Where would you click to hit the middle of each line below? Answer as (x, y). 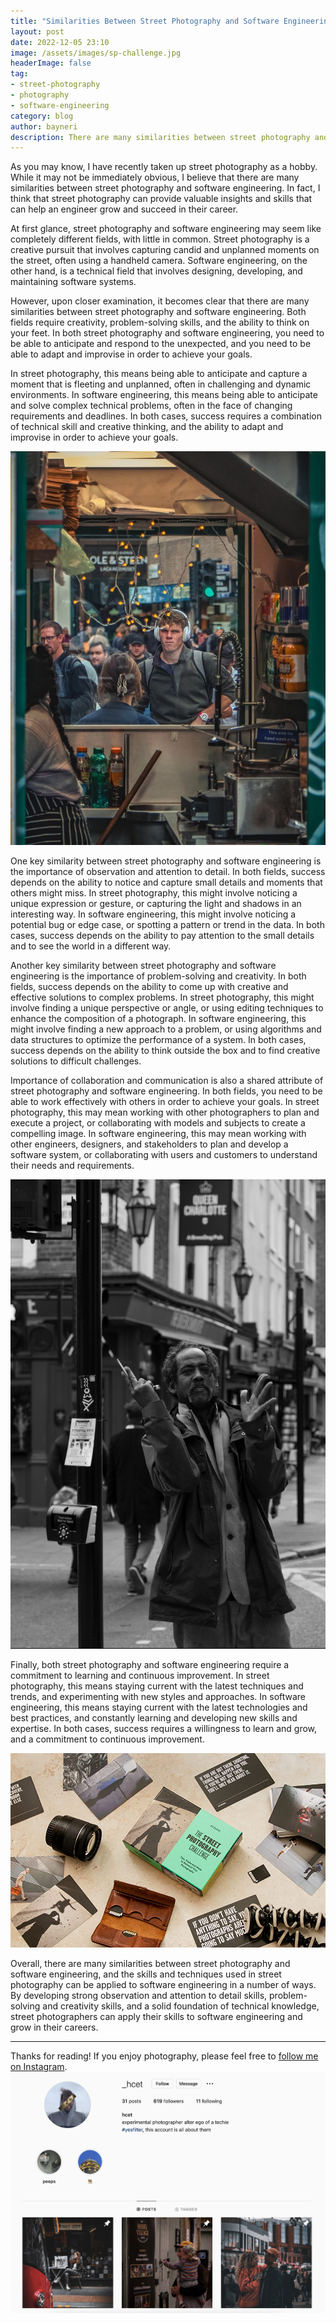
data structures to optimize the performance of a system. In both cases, (158, 1040)
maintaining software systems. (73, 282)
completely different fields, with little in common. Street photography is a (160, 239)
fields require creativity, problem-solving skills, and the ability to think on (160, 322)
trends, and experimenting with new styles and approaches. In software (158, 1696)
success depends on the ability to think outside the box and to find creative (165, 1051)
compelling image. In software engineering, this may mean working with (158, 1134)
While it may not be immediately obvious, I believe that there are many (155, 177)
